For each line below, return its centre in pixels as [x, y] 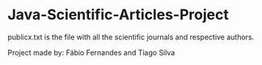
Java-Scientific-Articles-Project [118, 15]
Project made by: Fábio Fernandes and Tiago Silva [91, 52]
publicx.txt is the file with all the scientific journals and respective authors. [131, 37]
